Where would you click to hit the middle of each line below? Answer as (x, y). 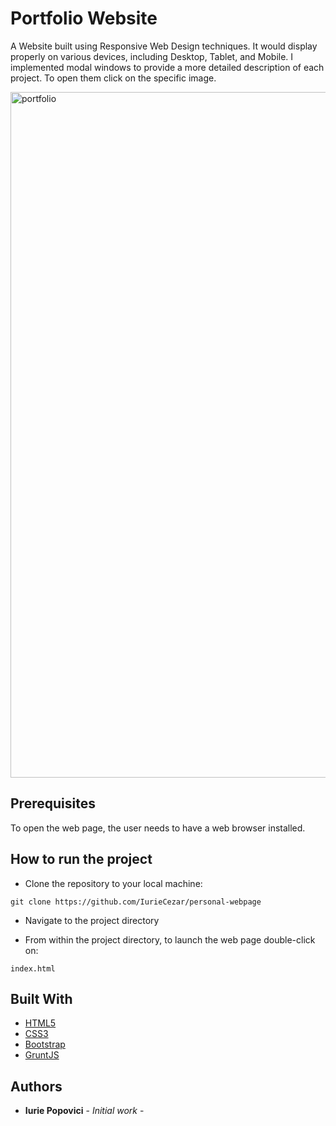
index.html (33, 968)
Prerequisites (53, 803)
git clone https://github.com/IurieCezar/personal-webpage (136, 902)
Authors (36, 1086)
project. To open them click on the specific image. (113, 78)
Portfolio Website (84, 18)
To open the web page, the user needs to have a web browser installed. (158, 828)
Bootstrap (45, 1044)
